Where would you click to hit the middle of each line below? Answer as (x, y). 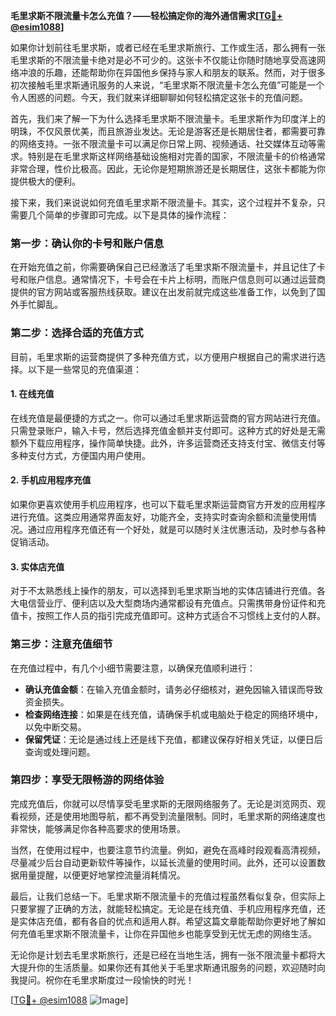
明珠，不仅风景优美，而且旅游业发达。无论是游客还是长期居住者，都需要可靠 (168, 131)
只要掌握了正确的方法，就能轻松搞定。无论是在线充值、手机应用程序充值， (163, 908)
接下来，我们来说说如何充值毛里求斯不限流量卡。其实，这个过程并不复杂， (163, 202)
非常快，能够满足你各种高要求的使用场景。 (98, 828)
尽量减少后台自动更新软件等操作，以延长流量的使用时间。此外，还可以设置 (163, 862)
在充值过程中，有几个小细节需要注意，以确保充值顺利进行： (133, 668)
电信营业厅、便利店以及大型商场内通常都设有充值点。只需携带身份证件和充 (172, 603)
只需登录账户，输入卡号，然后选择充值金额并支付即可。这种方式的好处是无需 (168, 430)
